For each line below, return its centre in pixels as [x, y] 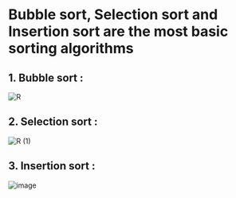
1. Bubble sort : [46, 78]
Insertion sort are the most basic [118, 31]
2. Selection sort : [53, 122]
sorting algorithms [71, 49]
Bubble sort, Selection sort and [113, 15]
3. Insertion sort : [52, 166]
